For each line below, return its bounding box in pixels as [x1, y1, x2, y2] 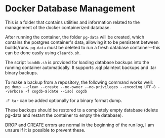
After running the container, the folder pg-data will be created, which [5, 34, 145, 40]
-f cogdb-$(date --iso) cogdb [25, 89, 87, 94]
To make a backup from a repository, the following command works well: [5, 79, 153, 85]
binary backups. [5, 69, 38, 75]
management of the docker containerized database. [5, 24, 111, 30]
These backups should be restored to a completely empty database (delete [5, 107, 159, 113]
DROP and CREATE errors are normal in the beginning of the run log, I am [5, 122, 154, 128]
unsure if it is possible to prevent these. [5, 127, 85, 133]
